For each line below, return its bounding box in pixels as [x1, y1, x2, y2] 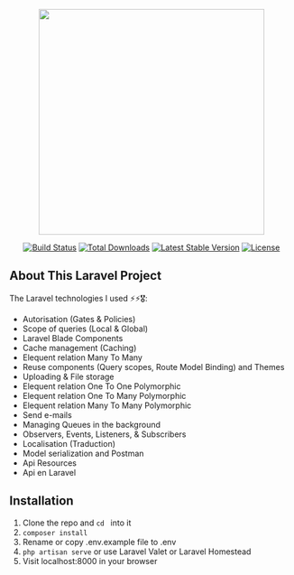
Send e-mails [22, 409, 72, 420]
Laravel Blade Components [22, 332, 124, 343]
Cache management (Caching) [22, 342, 137, 353]
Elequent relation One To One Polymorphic [22, 380, 181, 392]
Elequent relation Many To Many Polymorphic [22, 400, 192, 411]
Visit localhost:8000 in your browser [22, 555, 158, 566]
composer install [22, 528, 88, 537]
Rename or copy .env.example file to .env [22, 536, 177, 547]
